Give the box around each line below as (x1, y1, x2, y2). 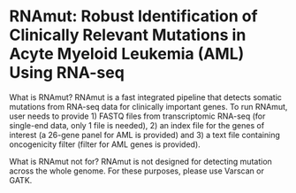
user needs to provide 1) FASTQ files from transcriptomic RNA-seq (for (9, 111, 266, 121)
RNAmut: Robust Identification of (9, 6, 258, 27)
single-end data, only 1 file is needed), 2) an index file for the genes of (9, 120, 265, 130)
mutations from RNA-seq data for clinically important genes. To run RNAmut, (9, 101, 288, 112)
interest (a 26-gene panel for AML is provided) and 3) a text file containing (9, 129, 280, 140)
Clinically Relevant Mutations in (9, 25, 247, 45)
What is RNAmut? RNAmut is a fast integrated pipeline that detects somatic (9, 91, 283, 103)
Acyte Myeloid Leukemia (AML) (9, 44, 245, 64)
